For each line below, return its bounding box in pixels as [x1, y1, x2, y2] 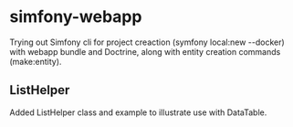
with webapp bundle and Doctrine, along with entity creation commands [9, 46, 281, 57]
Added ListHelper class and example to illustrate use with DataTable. [9, 107, 267, 118]
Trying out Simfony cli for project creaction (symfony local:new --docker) [9, 37, 285, 48]
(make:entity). [9, 56, 62, 67]
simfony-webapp [9, 6, 142, 27]
